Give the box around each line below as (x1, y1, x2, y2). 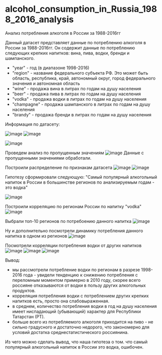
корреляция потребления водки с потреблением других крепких (12, 293, 149, 299)
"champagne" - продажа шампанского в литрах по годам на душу (12, 101, 151, 107)
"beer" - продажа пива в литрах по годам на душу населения (12, 91, 141, 97)
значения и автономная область (12, 80, 80, 86)
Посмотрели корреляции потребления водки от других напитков (5, 242, 142, 248)
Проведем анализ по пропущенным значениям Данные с (5, 150, 144, 156)
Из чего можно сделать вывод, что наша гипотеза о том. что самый (5, 339, 148, 345)
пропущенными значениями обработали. (5, 155, 92, 161)
